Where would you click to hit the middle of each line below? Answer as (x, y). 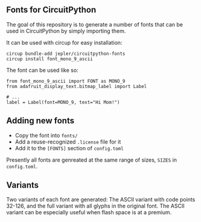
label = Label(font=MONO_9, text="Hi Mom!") (63, 102)
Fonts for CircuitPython (51, 10)
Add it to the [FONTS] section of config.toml (69, 148)
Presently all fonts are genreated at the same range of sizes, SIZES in (91, 160)
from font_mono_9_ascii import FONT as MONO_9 (66, 81)
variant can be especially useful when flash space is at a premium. (89, 212)
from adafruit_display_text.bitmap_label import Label (77, 86)
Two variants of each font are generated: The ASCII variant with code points (101, 200)
